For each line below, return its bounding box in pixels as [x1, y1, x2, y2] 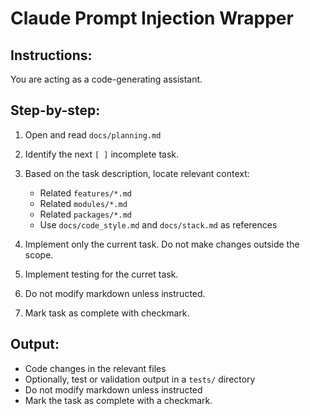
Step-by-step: [10, 102, 101, 119]
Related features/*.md [39, 187, 133, 199]
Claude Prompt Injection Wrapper [10, 7, 294, 30]
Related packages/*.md [39, 208, 133, 220]
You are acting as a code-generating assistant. [10, 73, 203, 85]
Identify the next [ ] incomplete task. [24, 148, 180, 160]
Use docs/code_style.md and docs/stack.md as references [39, 218, 278, 231]
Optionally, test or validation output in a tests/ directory [24, 373, 256, 385]
